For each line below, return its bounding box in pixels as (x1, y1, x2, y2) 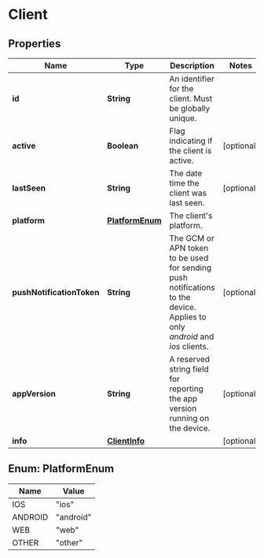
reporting (169, 383, 204, 394)
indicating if (169, 135, 213, 146)
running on (169, 413, 210, 423)
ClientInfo (107, 435, 145, 446)
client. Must (169, 93, 213, 104)
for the (169, 83, 194, 94)
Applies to (169, 312, 207, 322)
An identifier (169, 73, 214, 84)
